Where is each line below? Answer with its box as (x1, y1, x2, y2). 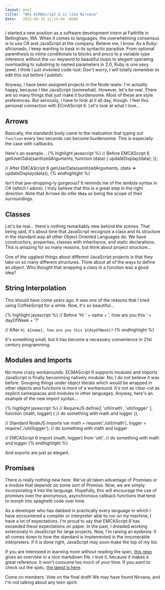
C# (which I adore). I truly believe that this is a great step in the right (5, 185, 143, 191)
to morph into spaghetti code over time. (5, 498, 86, 504)
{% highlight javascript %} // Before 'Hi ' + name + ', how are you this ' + (5, 312, 152, 318)
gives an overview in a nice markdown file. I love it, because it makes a (5, 554, 149, 560)
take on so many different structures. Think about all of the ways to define (5, 259, 155, 265)
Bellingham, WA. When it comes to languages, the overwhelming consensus (5, 35, 160, 41)
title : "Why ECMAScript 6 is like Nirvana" (5, 12, 98, 17)
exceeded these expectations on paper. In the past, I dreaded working (5, 523, 148, 530)
